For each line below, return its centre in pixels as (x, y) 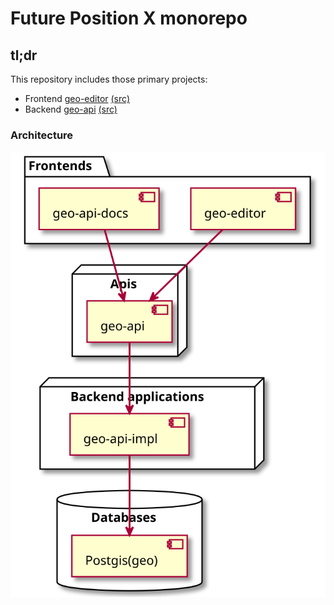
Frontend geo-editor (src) (77, 98)
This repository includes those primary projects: (109, 79)
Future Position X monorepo (129, 18)
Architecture (42, 135)
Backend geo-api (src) (71, 109)
